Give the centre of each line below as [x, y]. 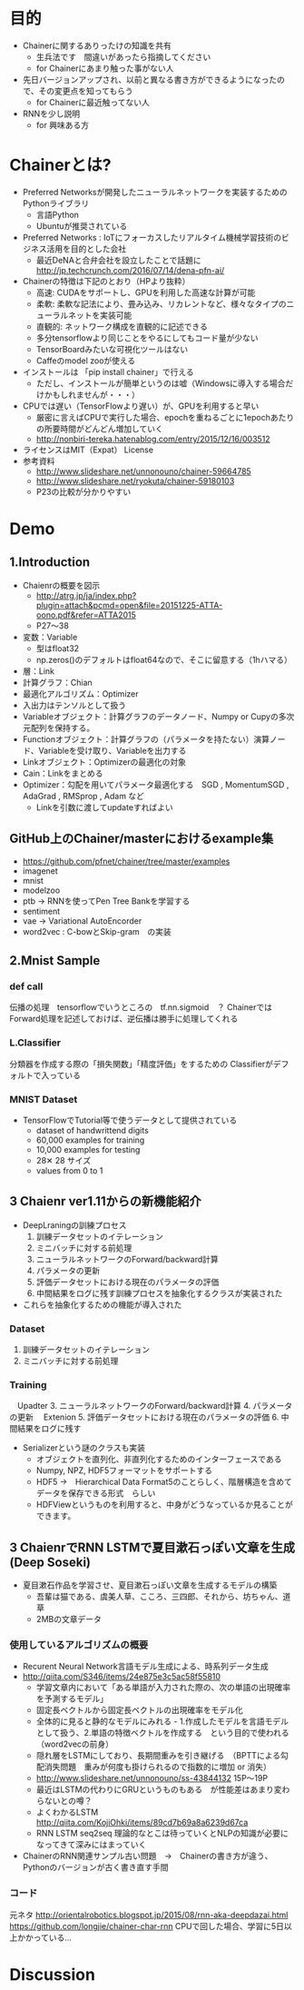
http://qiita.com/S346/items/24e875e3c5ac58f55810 [121, 1677]
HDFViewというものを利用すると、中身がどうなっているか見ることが [164, 1505]
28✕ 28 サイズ [64, 1160]
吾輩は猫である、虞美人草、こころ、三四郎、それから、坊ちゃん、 [159, 1597]
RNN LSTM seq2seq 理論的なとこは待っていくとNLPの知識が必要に [162, 1833]
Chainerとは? [60, 165]
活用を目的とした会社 [87, 248]
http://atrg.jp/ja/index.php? [86, 595]
